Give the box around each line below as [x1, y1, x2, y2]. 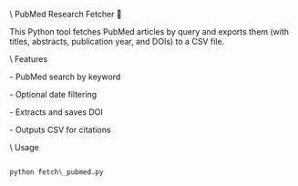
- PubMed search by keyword [9, 71, 121, 82]
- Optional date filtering [9, 89, 98, 99]
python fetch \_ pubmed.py [9, 168, 104, 177]
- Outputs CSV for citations [9, 124, 111, 135]
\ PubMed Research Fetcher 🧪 [9, 9, 123, 19]
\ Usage [9, 142, 39, 152]
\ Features [9, 54, 48, 64]
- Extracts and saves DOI [9, 107, 103, 118]
